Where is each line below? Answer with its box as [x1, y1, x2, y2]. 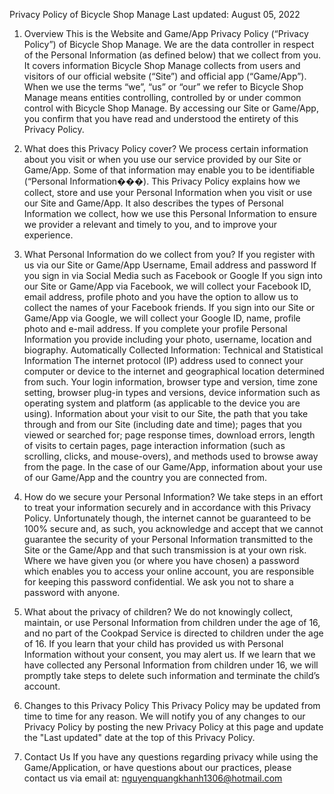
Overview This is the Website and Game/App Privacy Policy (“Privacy [23, 28, 309, 39]
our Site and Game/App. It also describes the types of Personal [23, 197, 284, 209]
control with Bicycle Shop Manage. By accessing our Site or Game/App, [23, 102, 319, 114]
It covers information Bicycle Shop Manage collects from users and [23, 60, 301, 71]
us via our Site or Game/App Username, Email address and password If [23, 259, 317, 271]
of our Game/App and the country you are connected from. [23, 472, 268, 483]
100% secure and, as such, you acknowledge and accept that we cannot [23, 523, 324, 534]
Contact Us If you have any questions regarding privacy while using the [23, 751, 319, 763]
